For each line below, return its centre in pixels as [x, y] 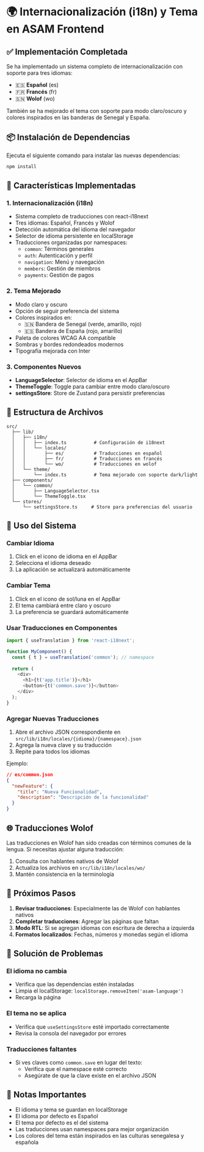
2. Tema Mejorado [34, 291]
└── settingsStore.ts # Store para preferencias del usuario [107, 507]
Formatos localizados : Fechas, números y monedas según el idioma [101, 934]
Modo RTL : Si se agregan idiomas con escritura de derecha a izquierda [105, 927]
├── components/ [32, 480]
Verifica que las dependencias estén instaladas [75, 985]
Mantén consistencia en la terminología [64, 874]
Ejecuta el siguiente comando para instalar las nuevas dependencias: [93, 155]
